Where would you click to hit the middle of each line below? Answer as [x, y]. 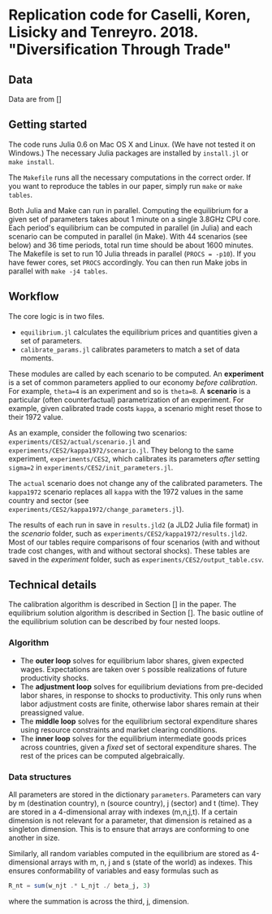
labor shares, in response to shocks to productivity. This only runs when [141, 695]
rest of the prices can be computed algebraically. [102, 755]
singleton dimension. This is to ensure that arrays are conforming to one [129, 829]
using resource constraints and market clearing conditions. [119, 729]
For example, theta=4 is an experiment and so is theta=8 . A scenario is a [130, 391]
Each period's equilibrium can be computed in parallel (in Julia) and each [131, 227]
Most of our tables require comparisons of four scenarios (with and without [134, 542]
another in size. [34, 838]
